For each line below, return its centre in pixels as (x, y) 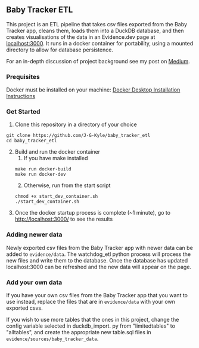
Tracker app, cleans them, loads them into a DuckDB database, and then (95, 30)
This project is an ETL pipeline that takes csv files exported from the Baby (97, 24)
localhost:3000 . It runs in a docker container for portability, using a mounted (100, 43)
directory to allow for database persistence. (60, 50)
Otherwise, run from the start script (67, 185)
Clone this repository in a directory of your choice (76, 124)
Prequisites (23, 77)
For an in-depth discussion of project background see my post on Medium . (98, 61)
